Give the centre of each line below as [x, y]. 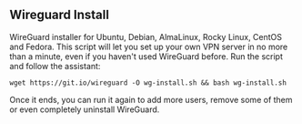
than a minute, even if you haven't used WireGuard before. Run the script [146, 56]
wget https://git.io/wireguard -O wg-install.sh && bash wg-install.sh [148, 83]
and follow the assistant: [55, 66]
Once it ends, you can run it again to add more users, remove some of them [151, 99]
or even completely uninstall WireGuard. [85, 109]
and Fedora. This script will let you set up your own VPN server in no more [149, 46]
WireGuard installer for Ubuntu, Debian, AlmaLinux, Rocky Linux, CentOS [146, 36]
